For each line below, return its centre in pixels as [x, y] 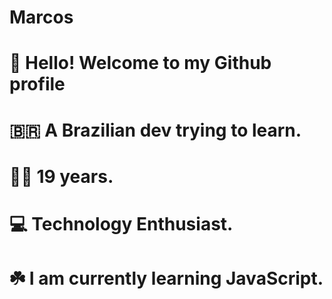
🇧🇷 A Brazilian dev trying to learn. [155, 130]
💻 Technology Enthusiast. [121, 223]
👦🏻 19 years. [61, 176]
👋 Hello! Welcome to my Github [140, 63]
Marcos [41, 17]
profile [37, 84]
